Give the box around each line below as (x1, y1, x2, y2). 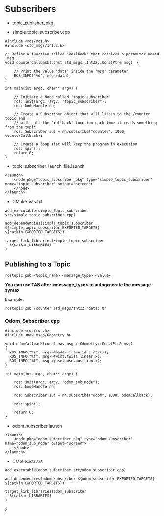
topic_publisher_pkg (12, 20, 54, 26)
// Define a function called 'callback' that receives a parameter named (5, 52, 160, 56)
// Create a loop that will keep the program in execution (14, 141, 137, 147)
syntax (5, 287, 20, 293)
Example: (5, 296, 24, 302)
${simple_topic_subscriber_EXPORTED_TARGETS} (5, 225, 100, 230)
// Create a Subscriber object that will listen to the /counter (14, 111, 151, 116)
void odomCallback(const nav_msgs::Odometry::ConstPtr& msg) (5, 341, 133, 347)
